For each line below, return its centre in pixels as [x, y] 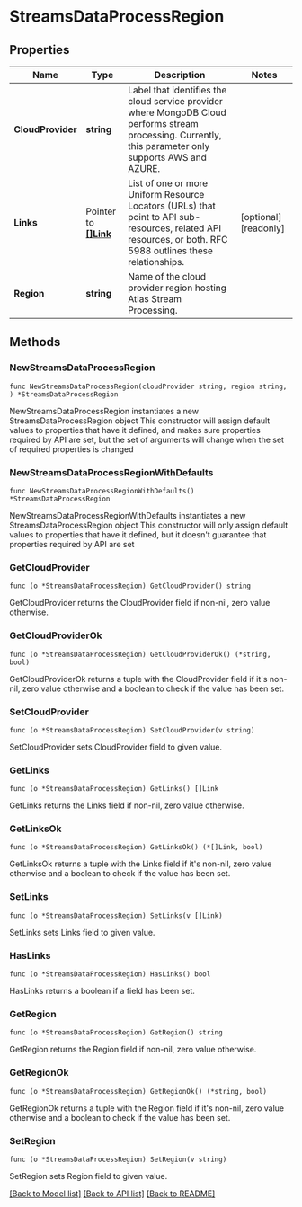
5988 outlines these [170, 251]
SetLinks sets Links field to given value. [82, 932]
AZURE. [144, 169]
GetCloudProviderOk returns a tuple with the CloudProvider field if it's [138, 679]
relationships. [156, 262]
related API [198, 228]
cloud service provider [175, 101]
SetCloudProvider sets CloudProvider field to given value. [116, 747]
